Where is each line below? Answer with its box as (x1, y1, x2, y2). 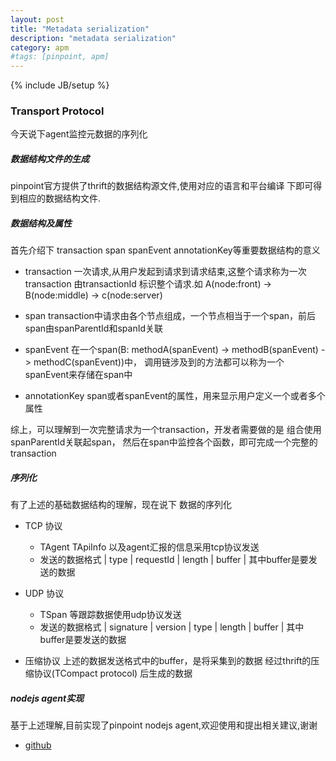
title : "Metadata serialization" (10, 24, 150, 34)
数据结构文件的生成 (10, 153, 90, 165)
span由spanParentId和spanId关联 (24, 322, 164, 335)
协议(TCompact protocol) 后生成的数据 (33, 667, 193, 680)
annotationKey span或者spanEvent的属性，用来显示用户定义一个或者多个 (24, 390, 326, 402)
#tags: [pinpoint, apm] (10, 52, 110, 62)
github (24, 739, 52, 751)
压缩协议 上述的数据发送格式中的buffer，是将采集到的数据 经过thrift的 (24, 655, 312, 667)
